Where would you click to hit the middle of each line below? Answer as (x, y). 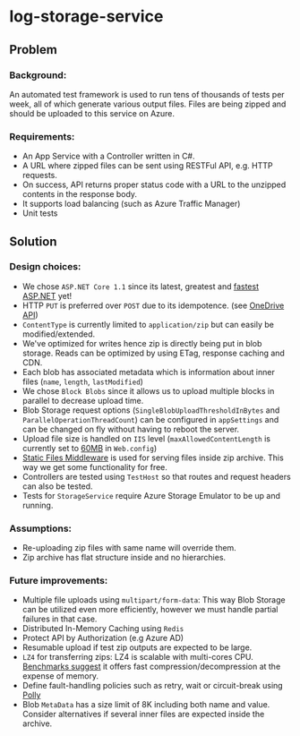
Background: (38, 75)
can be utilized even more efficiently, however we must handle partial (150, 610)
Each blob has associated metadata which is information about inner (148, 372)
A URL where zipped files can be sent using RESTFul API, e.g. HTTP (147, 166)
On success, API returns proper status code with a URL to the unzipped (154, 184)
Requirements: (42, 136)
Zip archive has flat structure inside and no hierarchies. (124, 558)
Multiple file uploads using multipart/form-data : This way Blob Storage (154, 600)
